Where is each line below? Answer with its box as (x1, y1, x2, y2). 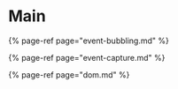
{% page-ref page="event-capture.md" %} (8, 52, 166, 63)
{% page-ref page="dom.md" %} (8, 69, 130, 80)
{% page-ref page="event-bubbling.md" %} (8, 35, 169, 46)
